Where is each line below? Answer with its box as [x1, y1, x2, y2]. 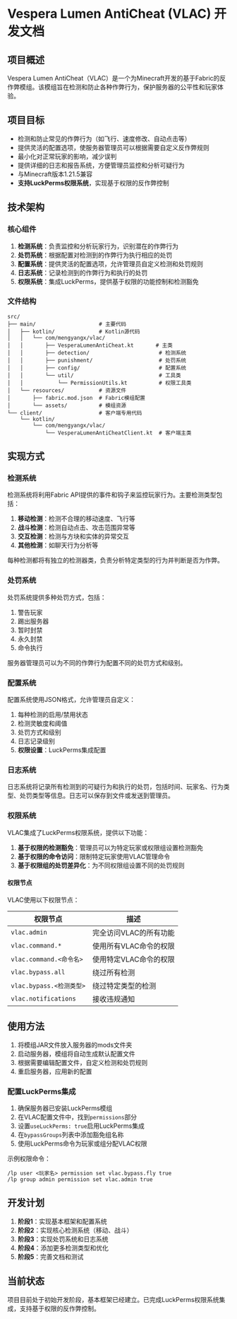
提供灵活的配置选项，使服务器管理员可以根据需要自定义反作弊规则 [17, 143, 209, 151]
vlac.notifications [11, 994, 76, 1003]
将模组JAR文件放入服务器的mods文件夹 [17, 1040, 133, 1049]
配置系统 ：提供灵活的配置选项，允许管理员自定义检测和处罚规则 [17, 259, 203, 268]
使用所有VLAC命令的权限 [92, 941, 175, 951]
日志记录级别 [17, 737, 55, 746]
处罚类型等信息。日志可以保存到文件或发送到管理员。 [19, 791, 174, 800]
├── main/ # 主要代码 [7, 321, 127, 328]
